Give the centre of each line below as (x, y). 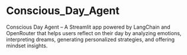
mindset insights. (27, 46)
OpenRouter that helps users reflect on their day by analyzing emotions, (94, 33)
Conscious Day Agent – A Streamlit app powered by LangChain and (88, 27)
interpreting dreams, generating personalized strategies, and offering (91, 39)
